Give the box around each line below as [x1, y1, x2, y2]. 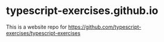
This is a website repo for [6, 23, 67, 30]
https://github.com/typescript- [68, 23, 142, 30]
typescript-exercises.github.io [6, 4, 159, 17]
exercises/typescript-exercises [6, 29, 81, 36]
